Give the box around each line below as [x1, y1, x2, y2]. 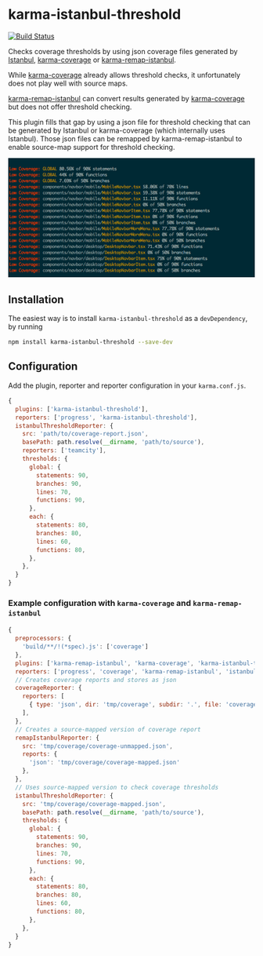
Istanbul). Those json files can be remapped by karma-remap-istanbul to [8, 133, 243, 143]
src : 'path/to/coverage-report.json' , [22, 430, 149, 438]
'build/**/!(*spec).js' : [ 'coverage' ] [22, 643, 149, 651]
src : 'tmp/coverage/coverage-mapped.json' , [22, 800, 167, 808]
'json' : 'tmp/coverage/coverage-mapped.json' [28, 759, 180, 767]
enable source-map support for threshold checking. [8, 142, 175, 151]
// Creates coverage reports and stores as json [15, 676, 177, 684]
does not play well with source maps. [8, 78, 128, 88]
